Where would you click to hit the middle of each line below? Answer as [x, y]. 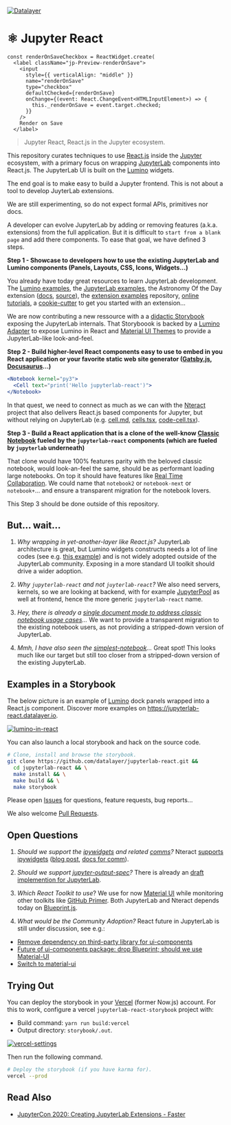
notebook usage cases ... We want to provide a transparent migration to [118, 620]
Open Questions [43, 835]
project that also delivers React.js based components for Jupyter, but [105, 412]
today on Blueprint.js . [47, 908]
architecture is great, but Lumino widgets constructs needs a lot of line [117, 549]
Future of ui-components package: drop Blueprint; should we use [110, 949]
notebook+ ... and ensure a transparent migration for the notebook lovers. [109, 490]
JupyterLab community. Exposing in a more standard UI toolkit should [116, 564]
